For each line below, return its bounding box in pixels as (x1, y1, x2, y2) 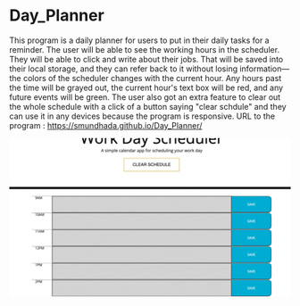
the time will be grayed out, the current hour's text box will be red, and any (9, 82, 284, 93)
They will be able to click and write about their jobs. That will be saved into (9, 54, 284, 64)
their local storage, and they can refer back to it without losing (9, 63, 238, 74)
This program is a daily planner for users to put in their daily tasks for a (9, 35, 270, 45)
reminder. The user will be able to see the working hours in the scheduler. (9, 44, 279, 54)
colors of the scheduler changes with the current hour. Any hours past (22, 72, 282, 83)
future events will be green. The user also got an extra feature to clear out (9, 91, 281, 103)
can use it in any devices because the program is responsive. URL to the (9, 111, 275, 121)
